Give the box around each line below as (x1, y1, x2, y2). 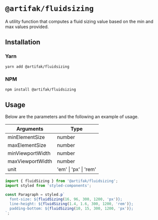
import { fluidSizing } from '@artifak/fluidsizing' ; (5, 178, 118, 184)
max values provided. (5, 24, 49, 30)
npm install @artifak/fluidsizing (5, 87, 77, 92)
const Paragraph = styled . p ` (5, 192, 65, 197)
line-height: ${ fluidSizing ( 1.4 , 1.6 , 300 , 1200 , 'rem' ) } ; (9, 201, 134, 206)
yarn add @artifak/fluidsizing (5, 64, 70, 69)
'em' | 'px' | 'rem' (56, 166, 96, 173)
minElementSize (7, 134, 45, 141)
